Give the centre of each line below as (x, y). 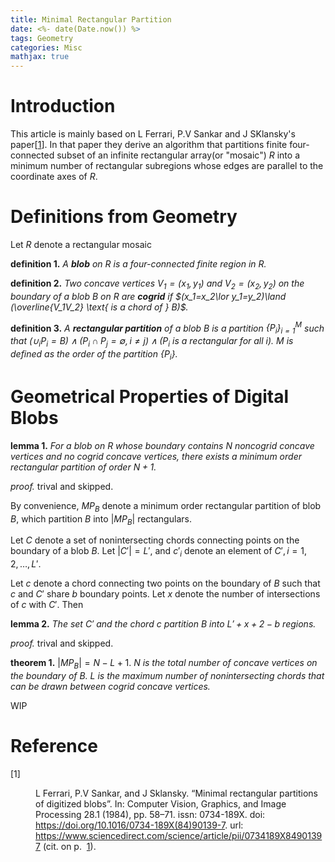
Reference (54, 746)
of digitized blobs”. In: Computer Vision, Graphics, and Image (161, 803)
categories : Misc (46, 47)
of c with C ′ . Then (47, 605)
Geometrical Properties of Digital (150, 397)
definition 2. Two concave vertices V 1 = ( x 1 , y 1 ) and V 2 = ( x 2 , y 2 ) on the (157, 284)
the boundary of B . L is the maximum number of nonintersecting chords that (167, 675)
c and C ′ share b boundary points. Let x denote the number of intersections (165, 594)
